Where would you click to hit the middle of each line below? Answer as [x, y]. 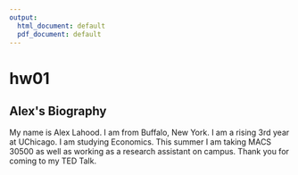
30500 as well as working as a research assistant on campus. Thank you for [149, 152]
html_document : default [61, 26]
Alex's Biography [58, 111]
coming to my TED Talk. [53, 161]
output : [24, 17]
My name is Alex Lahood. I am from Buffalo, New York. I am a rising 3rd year [149, 133]
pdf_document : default [59, 34]
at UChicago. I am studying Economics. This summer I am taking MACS [141, 142]
